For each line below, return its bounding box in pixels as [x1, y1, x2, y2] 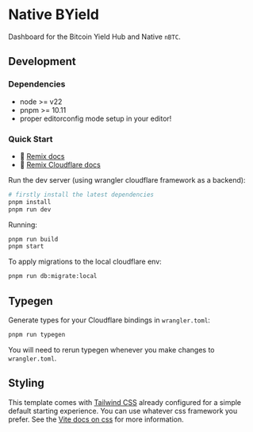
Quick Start [8, 133, 53, 145]
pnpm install [8, 198, 52, 206]
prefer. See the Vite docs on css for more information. [8, 415, 184, 424]
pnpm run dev [8, 205, 52, 214]
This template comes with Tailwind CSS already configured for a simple [8, 397, 242, 407]
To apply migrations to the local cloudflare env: [8, 256, 163, 267]
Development [8, 55, 77, 68]
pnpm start [8, 242, 44, 251]
